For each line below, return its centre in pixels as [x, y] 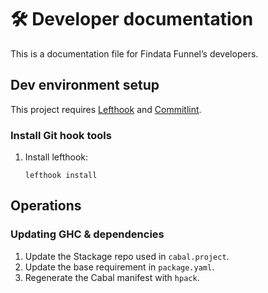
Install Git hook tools [61, 135]
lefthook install [61, 176]
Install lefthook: [56, 157]
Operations [46, 206]
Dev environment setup [85, 85]
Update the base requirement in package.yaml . [119, 267]
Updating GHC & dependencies [87, 234]
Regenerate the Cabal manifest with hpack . [112, 277]
